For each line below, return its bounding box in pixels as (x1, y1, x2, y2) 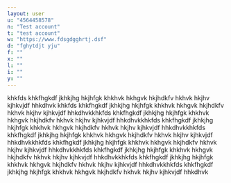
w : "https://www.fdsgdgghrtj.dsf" (7, 36, 108, 43)
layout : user (7, 10, 45, 17)
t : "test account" (7, 29, 60, 37)
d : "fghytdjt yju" (7, 42, 60, 49)
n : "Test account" (7, 23, 60, 30)
